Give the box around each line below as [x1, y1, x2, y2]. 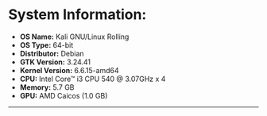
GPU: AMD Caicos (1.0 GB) [19, 91, 108, 100]
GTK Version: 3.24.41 [19, 57, 91, 67]
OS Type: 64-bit [19, 40, 74, 49]
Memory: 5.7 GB [19, 82, 75, 92]
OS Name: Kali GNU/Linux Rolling [19, 32, 130, 41]
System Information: [8, 6, 147, 24]
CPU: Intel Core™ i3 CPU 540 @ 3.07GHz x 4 [19, 74, 166, 83]
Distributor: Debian [19, 48, 85, 58]
